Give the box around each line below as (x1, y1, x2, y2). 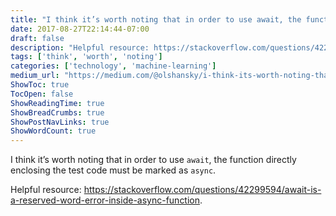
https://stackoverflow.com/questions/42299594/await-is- (83, 184, 322, 196)
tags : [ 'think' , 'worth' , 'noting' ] (10, 52, 163, 62)
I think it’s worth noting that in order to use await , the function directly (10, 154, 297, 166)
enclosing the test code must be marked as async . (10, 164, 217, 176)
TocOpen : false (10, 89, 74, 99)
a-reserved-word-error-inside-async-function (10, 194, 201, 206)
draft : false (10, 33, 65, 43)
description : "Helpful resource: (10, 42, 150, 53)
